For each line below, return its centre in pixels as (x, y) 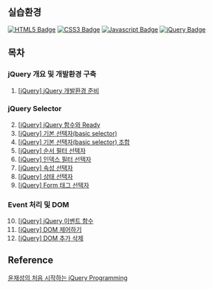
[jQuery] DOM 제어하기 (50, 230)
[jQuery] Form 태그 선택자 (53, 185)
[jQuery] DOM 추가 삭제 (51, 238)
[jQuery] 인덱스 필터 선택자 (54, 159)
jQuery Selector (35, 109)
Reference (31, 260)
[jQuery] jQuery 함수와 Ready (59, 124)
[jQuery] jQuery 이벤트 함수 (55, 221)
